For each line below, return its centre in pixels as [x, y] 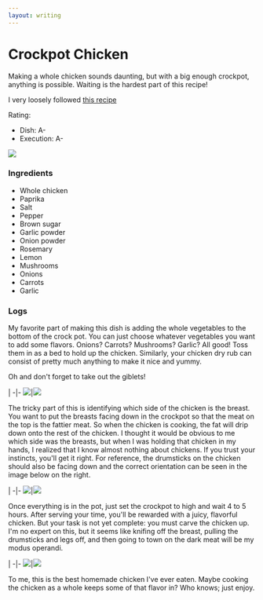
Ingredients [31, 174]
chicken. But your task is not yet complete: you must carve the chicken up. [129, 523]
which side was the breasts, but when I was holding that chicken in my [122, 441]
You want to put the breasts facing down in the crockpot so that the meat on [131, 416]
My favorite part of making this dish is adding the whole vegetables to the [127, 328]
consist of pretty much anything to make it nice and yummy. [105, 361]
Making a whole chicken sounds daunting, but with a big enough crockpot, [129, 76]
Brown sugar [40, 224]
